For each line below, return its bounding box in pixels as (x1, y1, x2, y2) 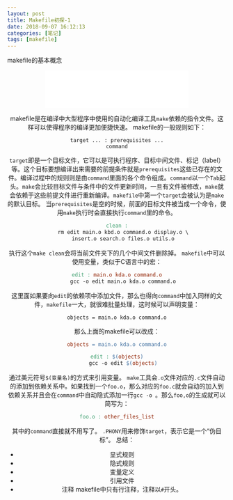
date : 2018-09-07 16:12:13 (7, 23, 86, 30)
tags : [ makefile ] (7, 36, 58, 43)
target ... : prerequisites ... (70, 137, 164, 144)
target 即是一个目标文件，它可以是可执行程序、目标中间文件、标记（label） (9, 156, 225, 164)
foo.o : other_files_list (79, 414, 154, 421)
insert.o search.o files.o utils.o (72, 235, 175, 242)
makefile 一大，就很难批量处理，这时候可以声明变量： (46, 300, 200, 308)
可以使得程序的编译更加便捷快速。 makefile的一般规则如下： (33, 123, 207, 132)
